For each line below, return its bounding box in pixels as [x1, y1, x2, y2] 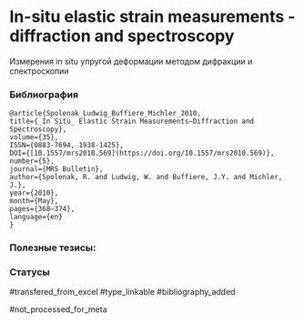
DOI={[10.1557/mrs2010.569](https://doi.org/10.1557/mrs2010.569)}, [9, 148, 275, 158]
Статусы [9, 266, 50, 278]
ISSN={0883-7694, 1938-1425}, [9, 141, 125, 150]
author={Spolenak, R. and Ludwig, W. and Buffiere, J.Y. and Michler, [9, 173, 283, 182]
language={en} [9, 212, 64, 222]
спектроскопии [9, 66, 70, 76]
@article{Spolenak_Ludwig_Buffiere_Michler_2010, [9, 109, 202, 118]
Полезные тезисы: [9, 241, 97, 254]
